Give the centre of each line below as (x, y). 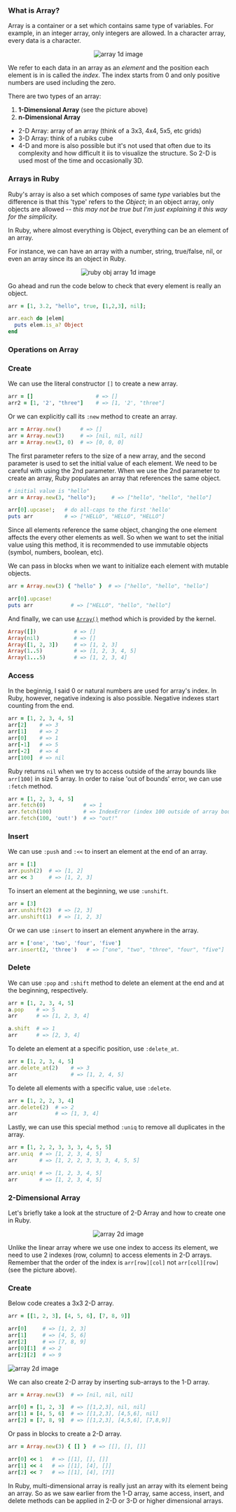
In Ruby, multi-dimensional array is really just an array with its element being (118, 1485)
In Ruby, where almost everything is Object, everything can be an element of (118, 230)
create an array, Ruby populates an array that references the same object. (114, 478)
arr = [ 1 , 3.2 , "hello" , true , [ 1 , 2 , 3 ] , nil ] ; (77, 306)
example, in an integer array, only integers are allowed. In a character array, (117, 33)
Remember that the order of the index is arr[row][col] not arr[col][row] (113, 1262)
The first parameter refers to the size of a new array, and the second (107, 456)
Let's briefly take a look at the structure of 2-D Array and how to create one (117, 1213)
